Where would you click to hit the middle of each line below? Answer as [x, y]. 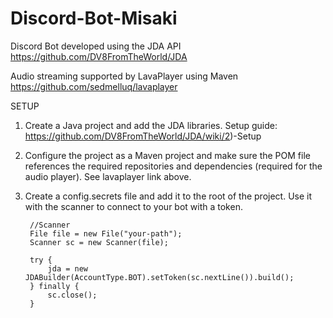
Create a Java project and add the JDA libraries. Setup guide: [151, 125]
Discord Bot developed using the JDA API [96, 46]
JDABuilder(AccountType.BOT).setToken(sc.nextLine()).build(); [159, 277]
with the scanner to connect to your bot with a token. [133, 206]
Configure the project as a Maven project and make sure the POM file [167, 155]
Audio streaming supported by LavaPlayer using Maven [124, 76]
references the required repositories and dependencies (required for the [173, 166]
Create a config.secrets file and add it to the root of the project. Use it [168, 196]
